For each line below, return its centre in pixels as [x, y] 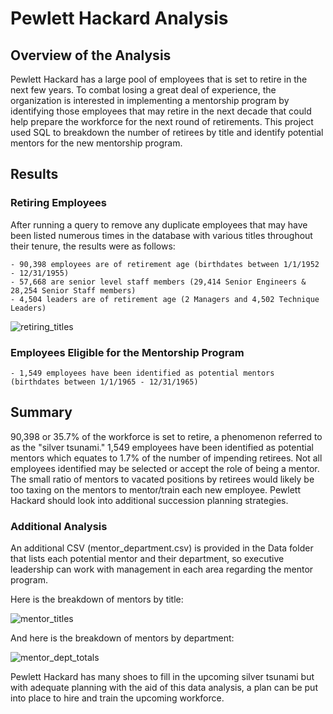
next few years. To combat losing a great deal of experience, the [143, 90]
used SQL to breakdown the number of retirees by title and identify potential [167, 132]
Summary [41, 412]
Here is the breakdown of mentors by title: [97, 599]
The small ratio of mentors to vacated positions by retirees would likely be [162, 479]
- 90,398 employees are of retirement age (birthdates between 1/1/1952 [165, 264]
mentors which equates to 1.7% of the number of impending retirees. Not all [166, 458]
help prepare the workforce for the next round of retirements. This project [162, 121]
